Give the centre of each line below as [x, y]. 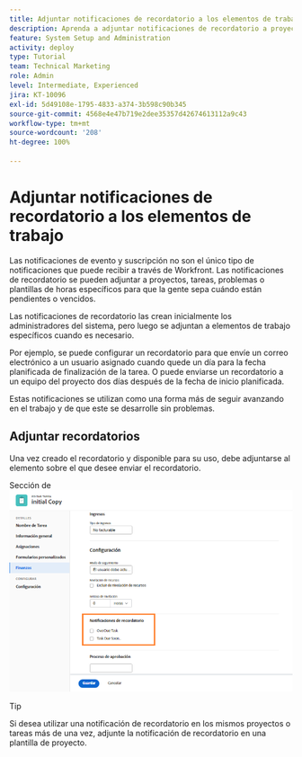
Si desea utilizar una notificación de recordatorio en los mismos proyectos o [150, 723]
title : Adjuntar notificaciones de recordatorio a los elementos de [140, 19]
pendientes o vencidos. [53, 298]
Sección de [30, 485]
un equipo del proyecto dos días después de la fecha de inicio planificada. [147, 381]
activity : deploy [42, 48]
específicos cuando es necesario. [72, 335]
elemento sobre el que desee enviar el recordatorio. [105, 468]
